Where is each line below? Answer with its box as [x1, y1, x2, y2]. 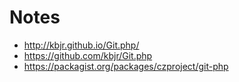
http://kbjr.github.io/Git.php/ [23, 39, 140, 51]
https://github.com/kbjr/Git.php [23, 49, 153, 61]
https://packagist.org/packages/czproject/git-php [23, 60, 229, 72]
